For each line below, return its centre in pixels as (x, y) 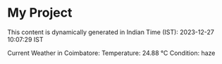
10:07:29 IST (25, 39)
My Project (40, 13)
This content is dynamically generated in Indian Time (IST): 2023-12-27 (111, 32)
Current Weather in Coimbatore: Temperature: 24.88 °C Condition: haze (111, 53)
